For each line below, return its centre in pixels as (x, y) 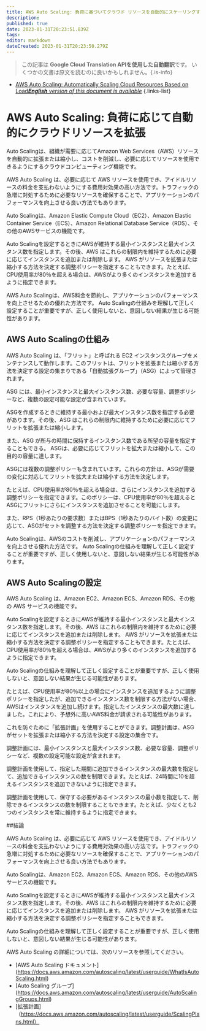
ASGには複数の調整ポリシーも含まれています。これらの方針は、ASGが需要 (101, 469)
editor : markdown (29, 40)
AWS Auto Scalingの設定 (54, 583)
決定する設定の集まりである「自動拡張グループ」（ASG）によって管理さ (107, 370)
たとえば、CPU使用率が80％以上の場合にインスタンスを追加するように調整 (101, 691)
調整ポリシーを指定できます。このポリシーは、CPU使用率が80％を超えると (101, 497)
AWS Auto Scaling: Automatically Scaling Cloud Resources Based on (102, 84)
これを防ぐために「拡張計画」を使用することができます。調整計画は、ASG (100, 727)
